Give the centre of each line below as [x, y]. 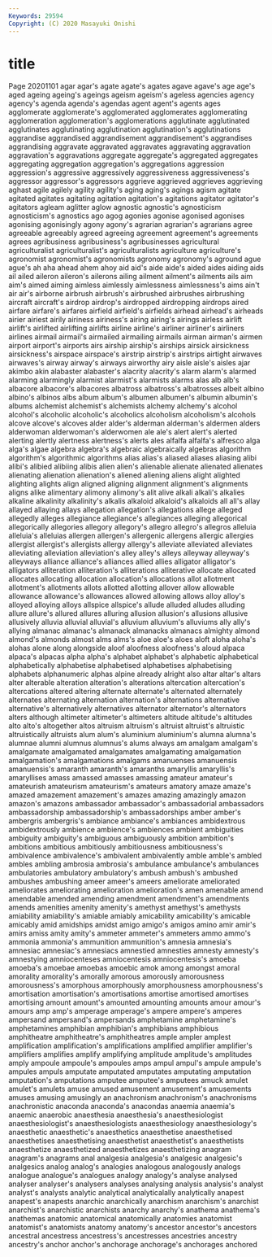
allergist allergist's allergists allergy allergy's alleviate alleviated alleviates [131, 544]
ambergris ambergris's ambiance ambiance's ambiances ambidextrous [127, 821]
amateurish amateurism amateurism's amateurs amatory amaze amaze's [130, 787]
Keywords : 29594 [36, 16]
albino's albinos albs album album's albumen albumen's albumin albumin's [133, 397]
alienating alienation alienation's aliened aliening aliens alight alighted [125, 475]
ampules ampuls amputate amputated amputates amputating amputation [130, 1072]
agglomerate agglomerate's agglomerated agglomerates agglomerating [128, 112]
